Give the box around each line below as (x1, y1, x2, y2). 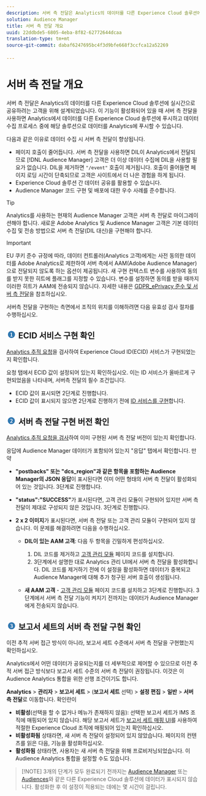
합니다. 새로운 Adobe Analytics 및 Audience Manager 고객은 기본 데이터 (22, 219, 199, 226)
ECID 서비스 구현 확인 (18, 331, 95, 341)
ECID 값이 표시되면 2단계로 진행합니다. (15, 389, 109, 397)
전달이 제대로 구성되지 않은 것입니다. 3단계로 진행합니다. (15, 503, 150, 511)
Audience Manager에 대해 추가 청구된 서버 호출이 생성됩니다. (33, 573, 181, 581)
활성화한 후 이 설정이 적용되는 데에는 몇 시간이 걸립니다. (34, 783, 167, 790)
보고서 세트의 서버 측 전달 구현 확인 (18, 621, 141, 632)
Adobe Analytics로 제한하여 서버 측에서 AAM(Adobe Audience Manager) (17, 259, 197, 267)
